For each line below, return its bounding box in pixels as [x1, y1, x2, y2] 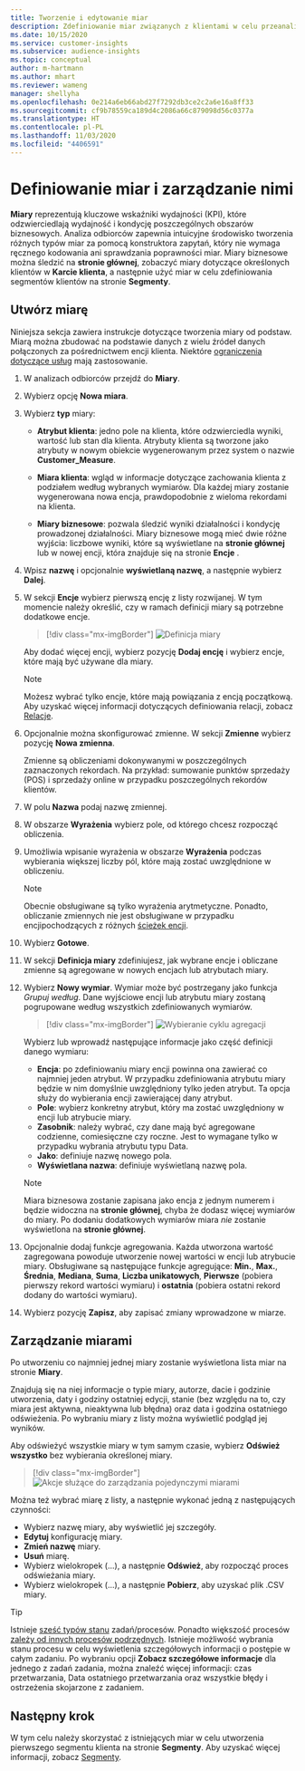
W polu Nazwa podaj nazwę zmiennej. [23, 801, 167, 812]
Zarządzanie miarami [10, 1333, 132, 1348]
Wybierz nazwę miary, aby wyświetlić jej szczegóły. [23, 1522, 216, 1533]
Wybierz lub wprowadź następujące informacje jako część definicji [23, 1036, 273, 1047]
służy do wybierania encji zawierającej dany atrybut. [36, 1092, 234, 1103]
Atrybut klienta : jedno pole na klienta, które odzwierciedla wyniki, [36, 425, 283, 436]
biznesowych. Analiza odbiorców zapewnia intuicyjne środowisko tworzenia [10, 227, 293, 238]
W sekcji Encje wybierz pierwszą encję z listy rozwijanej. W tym [23, 592, 263, 602]
